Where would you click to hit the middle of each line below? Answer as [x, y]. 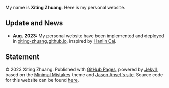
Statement [22, 57]
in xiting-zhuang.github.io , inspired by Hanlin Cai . [65, 41]
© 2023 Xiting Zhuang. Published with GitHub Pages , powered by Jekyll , [82, 69]
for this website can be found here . [42, 80]
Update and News [34, 23]
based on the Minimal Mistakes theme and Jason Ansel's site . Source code [84, 75]
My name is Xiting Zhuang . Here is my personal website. [65, 7]
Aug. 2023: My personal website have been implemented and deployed [88, 36]
